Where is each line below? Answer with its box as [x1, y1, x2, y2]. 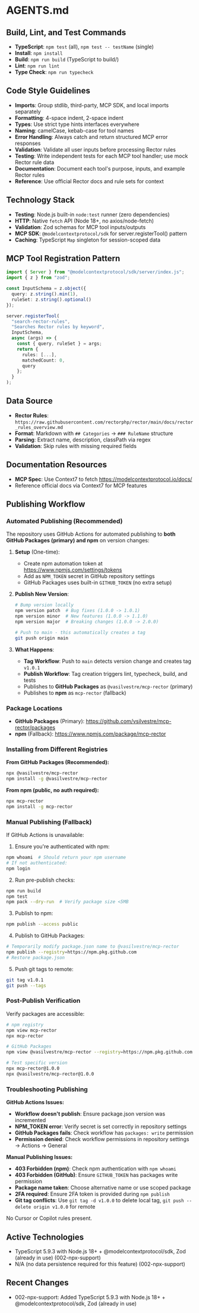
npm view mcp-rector [6, 1027, 58, 1033]
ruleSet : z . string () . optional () [11, 296, 92, 302]
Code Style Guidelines [6, 86, 90, 96]
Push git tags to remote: [14, 965, 74, 972]
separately [14, 108, 41, 115]
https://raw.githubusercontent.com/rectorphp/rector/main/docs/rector [14, 419, 194, 425]
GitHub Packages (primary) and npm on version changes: [6, 537, 150, 544]
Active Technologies [6, 1232, 84, 1242]
